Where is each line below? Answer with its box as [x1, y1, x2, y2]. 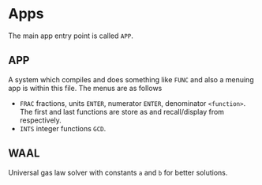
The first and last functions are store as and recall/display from [19, 107, 225, 116]
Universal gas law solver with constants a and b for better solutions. [8, 168, 228, 177]
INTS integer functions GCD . [19, 123, 107, 133]
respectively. [19, 115, 62, 125]
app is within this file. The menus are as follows [8, 83, 163, 92]
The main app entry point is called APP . [8, 31, 134, 40]
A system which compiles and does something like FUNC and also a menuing [8, 74, 254, 84]
